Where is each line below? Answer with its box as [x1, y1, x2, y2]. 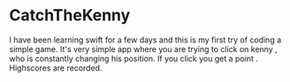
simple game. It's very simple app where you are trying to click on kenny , [9, 43, 278, 54]
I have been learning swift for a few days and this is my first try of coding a [9, 34, 282, 45]
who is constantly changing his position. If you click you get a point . [9, 53, 258, 63]
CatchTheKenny [9, 5, 131, 26]
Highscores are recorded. [9, 63, 103, 73]
